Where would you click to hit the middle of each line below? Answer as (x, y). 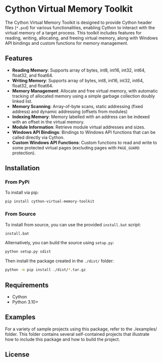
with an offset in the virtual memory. (48, 122)
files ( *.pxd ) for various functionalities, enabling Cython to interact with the (80, 27)
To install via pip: (22, 193)
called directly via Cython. (38, 137)
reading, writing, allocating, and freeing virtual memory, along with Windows (81, 38)
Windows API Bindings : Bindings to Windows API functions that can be (84, 132)
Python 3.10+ (25, 302)
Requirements (27, 285)
